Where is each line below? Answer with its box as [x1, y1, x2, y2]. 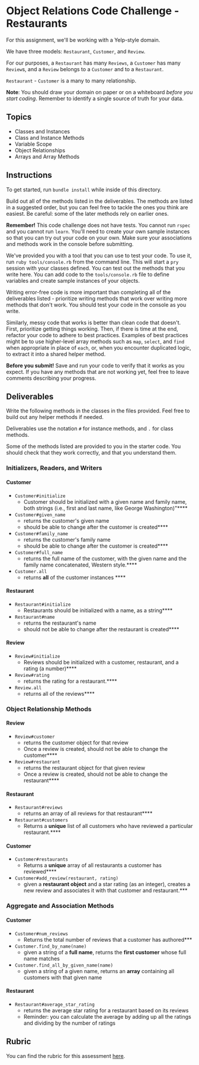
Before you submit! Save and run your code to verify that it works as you [6, 362, 185, 369]
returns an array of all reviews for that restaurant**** [23, 810, 153, 817]
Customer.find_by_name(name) [14, 944, 87, 949]
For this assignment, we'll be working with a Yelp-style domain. [6, 36, 161, 43]
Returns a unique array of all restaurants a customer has [23, 862, 162, 869]
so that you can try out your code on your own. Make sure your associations [6, 234, 192, 241]
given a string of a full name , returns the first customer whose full [23, 948, 187, 955]
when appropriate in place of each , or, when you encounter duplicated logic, [6, 344, 191, 351]
